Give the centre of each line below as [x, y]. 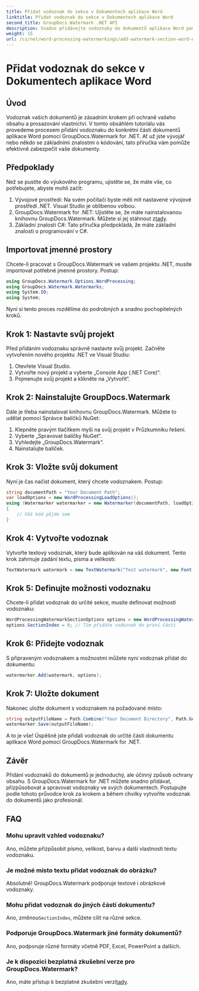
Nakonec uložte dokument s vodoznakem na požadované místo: [84, 708]
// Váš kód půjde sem [43, 514]
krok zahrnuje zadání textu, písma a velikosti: [61, 559]
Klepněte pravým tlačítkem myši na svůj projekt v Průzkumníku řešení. [100, 429]
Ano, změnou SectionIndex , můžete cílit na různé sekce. [74, 918]
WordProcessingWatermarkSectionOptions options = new [74, 620]
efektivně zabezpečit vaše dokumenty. [53, 149]
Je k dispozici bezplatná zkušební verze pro [70, 961]
